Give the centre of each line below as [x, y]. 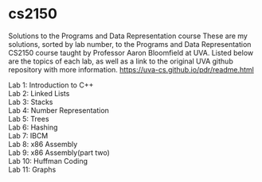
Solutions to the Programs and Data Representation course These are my [128, 36]
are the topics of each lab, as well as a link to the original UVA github [121, 61]
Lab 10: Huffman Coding [48, 161]
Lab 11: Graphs [32, 169]
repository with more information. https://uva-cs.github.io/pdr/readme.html [131, 69]
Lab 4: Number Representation [59, 110]
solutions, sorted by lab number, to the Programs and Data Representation [130, 44]
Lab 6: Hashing [33, 127]
